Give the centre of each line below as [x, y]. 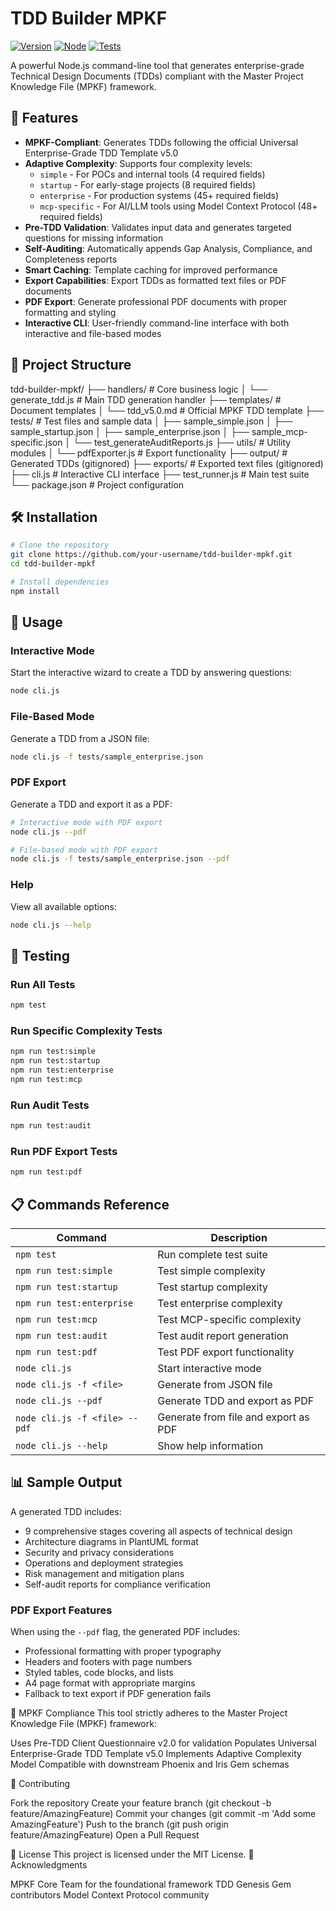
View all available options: [63, 906]
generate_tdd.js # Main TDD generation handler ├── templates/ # [146, 399]
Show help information [210, 1445]
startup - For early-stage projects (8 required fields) [148, 184]
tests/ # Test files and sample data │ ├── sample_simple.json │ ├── [151, 421]
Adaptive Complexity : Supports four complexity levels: [138, 163]
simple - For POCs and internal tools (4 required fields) [152, 174]
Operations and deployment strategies [104, 1563]
